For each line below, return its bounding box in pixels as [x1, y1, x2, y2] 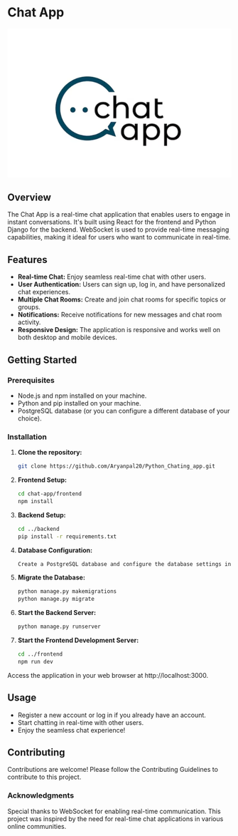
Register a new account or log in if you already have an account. [17, 711, 206, 719]
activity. [17, 318, 41, 326]
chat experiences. [17, 288, 71, 296]
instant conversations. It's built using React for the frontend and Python [7, 218, 217, 227]
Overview [7, 192, 52, 204]
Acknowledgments [7, 790, 75, 800]
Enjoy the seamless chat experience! [17, 726, 126, 734]
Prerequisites [7, 375, 55, 385]
